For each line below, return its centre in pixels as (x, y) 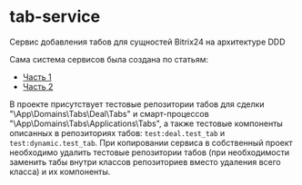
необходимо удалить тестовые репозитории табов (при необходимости (150, 152)
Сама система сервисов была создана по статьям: (109, 59)
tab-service (55, 17)
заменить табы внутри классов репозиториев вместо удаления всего (145, 161)
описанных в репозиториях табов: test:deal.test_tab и (117, 132)
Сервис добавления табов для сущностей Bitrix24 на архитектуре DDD (147, 42)
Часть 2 (38, 86)
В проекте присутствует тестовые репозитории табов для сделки (137, 104)
